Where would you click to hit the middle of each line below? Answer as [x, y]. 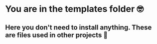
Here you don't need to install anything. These [78, 27]
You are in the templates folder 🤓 [74, 9]
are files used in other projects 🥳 [57, 35]
